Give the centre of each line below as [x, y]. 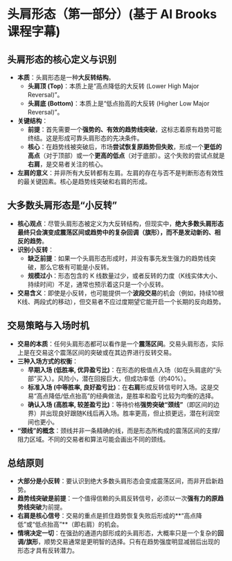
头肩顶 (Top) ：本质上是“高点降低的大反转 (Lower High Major [113, 86]
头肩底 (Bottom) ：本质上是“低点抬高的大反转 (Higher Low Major [118, 103]
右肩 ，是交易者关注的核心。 [67, 164]
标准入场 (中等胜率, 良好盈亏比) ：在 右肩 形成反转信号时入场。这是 [120, 387]
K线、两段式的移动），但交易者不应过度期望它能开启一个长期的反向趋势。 [121, 301]
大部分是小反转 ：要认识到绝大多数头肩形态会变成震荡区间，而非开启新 [117, 481]
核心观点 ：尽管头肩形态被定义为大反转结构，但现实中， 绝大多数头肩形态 [120, 224]
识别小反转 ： [35, 249]
